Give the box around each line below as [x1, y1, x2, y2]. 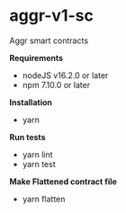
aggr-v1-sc [9, 5, 94, 26]
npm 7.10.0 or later [22, 79, 91, 90]
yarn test [22, 158, 56, 169]
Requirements [9, 52, 64, 63]
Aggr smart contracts [9, 35, 88, 46]
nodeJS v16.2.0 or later [22, 69, 109, 81]
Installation [9, 96, 52, 108]
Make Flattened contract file [9, 176, 117, 187]
